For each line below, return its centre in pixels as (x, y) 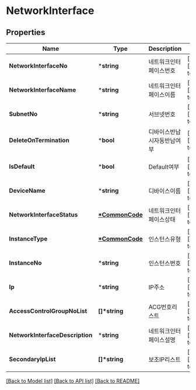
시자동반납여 (164, 140)
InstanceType (28, 239)
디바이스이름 (164, 191)
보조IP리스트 (164, 359)
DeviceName (27, 191)
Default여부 (164, 167)
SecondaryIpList (32, 359)
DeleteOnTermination (39, 140)
